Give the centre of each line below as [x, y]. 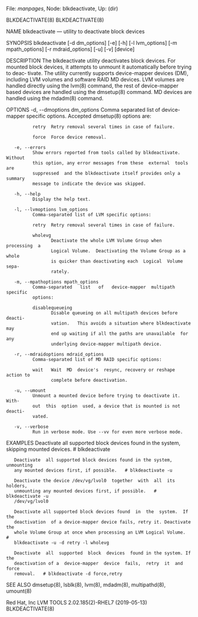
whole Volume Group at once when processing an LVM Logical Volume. [100, 532]
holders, [17, 486]
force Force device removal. [70, 137]
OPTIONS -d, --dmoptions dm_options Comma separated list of [83, 110]
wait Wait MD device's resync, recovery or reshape [104, 370]
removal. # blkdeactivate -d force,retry [68, 574]
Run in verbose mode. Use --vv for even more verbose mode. [108, 432]
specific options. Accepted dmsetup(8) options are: [89, 116]
